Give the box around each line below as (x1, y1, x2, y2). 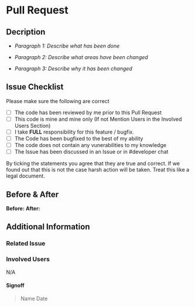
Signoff (6, 282, 25, 289)
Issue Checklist (6, 82, 64, 92)
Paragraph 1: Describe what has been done (14, 42, 120, 49)
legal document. (6, 172, 45, 179)
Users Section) (14, 122, 51, 129)
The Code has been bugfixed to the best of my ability (14, 135, 143, 142)
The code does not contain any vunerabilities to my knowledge (14, 142, 167, 149)
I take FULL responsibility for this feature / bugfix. (14, 128, 135, 135)
